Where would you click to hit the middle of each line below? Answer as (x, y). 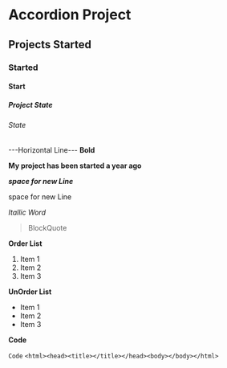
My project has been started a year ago (75, 166)
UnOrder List (30, 292)
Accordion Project (70, 15)
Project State (31, 104)
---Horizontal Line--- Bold (52, 149)
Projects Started (50, 45)
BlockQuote (47, 227)
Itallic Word (27, 212)
